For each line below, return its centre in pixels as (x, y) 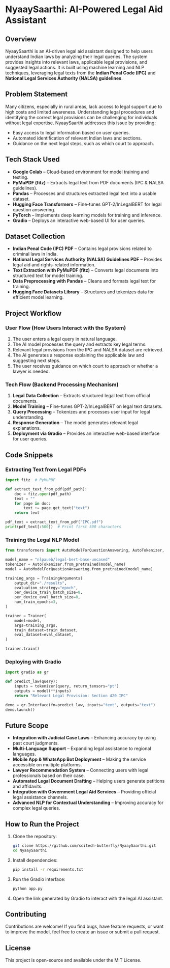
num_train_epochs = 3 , (36, 602)
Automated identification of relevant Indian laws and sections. (77, 138)
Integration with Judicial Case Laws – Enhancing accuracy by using (84, 738)
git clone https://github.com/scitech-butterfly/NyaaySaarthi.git (84, 846)
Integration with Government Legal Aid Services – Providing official (84, 792)
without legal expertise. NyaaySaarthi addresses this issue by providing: (81, 123)
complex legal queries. (36, 808)
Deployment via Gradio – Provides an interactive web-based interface (86, 433)
